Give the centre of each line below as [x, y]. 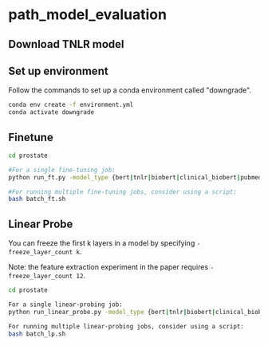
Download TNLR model [67, 44]
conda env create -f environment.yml [71, 105]
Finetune [31, 137]
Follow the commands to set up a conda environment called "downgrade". [130, 90]
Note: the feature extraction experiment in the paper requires [108, 267]
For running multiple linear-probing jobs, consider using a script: [126, 326]
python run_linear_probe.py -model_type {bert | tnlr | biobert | [112, 312]
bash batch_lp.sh [37, 334]
